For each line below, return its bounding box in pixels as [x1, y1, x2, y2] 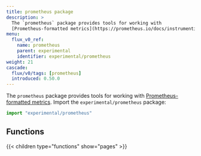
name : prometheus [17, 43, 60, 49]
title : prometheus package [6, 8, 74, 15]
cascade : [6, 64, 28, 71]
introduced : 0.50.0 [11, 76, 60, 82]
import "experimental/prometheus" [6, 110, 93, 116]
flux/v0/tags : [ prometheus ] [11, 70, 82, 76]
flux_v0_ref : [11, 37, 44, 43]
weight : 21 [6, 59, 33, 65]
